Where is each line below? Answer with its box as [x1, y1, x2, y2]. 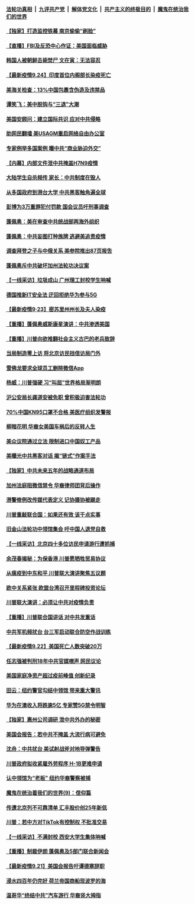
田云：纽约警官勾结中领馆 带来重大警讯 [6, 687, 101, 694]
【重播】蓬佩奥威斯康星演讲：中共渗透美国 [6, 320, 110, 328]
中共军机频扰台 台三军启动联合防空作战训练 [6, 628, 111, 635]
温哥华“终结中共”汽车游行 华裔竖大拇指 [6, 892, 102, 899]
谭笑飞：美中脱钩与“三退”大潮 [6, 101, 80, 108]
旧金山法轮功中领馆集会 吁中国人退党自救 [6, 526, 106, 533]
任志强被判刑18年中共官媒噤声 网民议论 [6, 657, 102, 664]
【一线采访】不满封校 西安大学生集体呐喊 [6, 833, 106, 840]
